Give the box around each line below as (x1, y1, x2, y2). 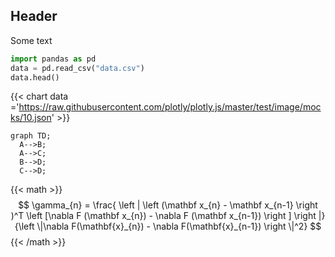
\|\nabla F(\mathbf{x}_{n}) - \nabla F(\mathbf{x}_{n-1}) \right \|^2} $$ (36, 220, 322, 233)
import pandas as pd (10, 54, 97, 64)
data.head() (10, 72, 60, 83)
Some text (10, 34, 53, 46)
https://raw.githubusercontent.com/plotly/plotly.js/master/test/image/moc (18, 101, 322, 113)
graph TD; (10, 131, 52, 141)
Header (10, 8, 58, 25)
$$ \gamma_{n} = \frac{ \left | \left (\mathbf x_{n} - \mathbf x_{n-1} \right (18, 199, 318, 211)
